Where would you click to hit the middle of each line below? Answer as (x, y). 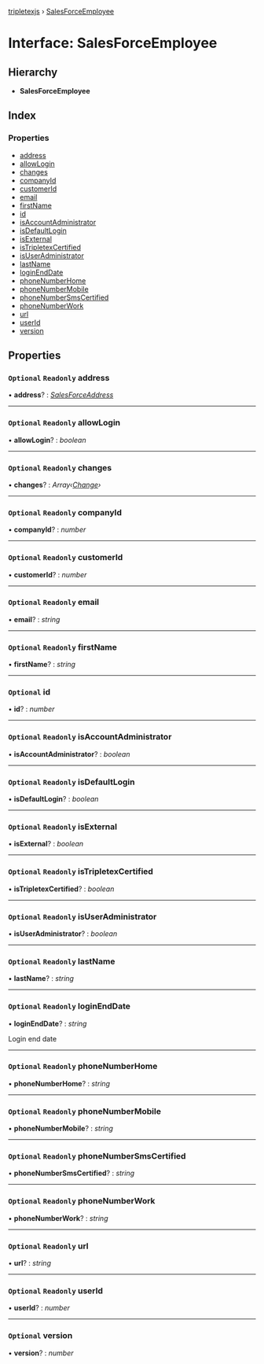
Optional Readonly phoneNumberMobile (84, 1111)
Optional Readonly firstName (63, 647)
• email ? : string (34, 619)
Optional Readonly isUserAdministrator (82, 916)
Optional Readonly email (54, 603)
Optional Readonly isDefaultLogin (71, 782)
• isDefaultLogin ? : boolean (53, 799)
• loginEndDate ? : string (48, 1023)
